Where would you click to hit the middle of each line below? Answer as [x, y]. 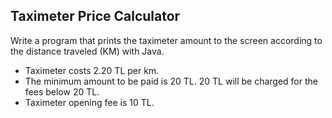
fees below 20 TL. [62, 91]
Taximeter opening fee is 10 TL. [89, 102]
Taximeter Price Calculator [95, 16]
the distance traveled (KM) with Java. [87, 51]
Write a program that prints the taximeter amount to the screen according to [166, 40]
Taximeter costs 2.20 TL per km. [92, 70]
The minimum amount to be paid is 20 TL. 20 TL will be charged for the [171, 81]
